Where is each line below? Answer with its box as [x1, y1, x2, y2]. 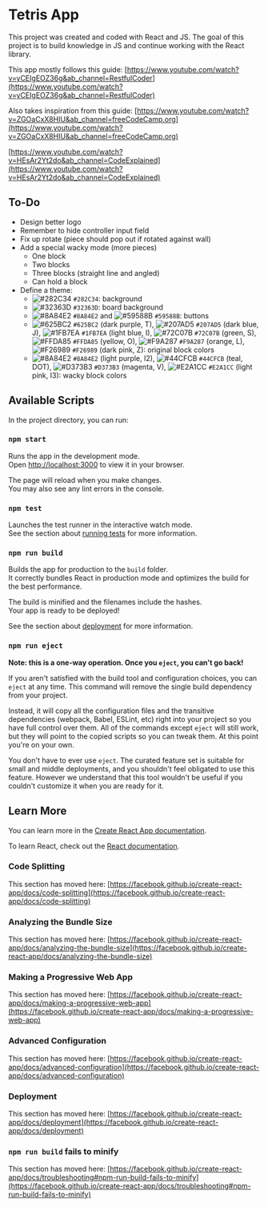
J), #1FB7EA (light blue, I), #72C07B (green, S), [31, 327, 257, 338]
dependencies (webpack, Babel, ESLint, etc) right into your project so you [8, 714, 252, 723]
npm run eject [8, 642, 63, 650]
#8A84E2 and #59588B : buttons [73, 310, 210, 320]
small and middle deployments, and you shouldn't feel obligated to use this [8, 763, 255, 773]
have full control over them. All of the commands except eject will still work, [8, 723, 259, 732]
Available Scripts [8, 394, 94, 407]
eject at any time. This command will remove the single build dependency [8, 682, 253, 691]
